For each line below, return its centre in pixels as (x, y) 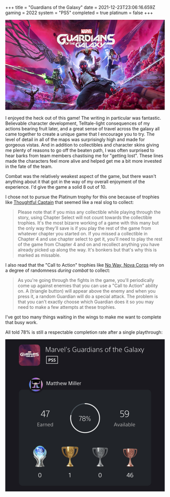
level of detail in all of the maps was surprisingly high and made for (75, 139)
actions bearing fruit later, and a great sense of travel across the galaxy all (82, 128)
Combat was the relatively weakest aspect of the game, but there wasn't (81, 176)
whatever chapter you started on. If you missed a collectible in (82, 233)
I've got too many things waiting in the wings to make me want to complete (83, 317)
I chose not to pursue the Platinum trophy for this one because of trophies (82, 197)
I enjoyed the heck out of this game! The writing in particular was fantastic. (83, 118)
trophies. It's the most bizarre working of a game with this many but (88, 223)
